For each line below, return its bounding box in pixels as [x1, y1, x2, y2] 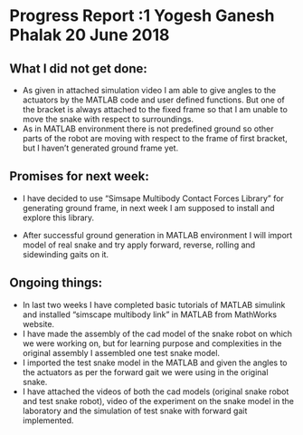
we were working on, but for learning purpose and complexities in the [22, 337, 282, 349]
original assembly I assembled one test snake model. [22, 347, 220, 358]
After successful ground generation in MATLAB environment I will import [22, 229, 293, 240]
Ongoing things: [9, 275, 103, 291]
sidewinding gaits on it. [22, 248, 109, 259]
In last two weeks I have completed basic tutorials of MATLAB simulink [22, 299, 286, 310]
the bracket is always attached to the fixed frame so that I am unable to [22, 104, 288, 114]
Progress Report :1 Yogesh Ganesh [9, 5, 275, 26]
